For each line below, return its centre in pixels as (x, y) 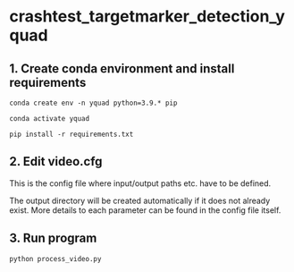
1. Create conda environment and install (122, 68)
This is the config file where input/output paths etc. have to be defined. (140, 183)
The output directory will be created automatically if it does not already (140, 200)
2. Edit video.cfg (56, 161)
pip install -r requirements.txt (71, 134)
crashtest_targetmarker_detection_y (147, 17)
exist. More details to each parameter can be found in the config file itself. (145, 210)
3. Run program (53, 238)
